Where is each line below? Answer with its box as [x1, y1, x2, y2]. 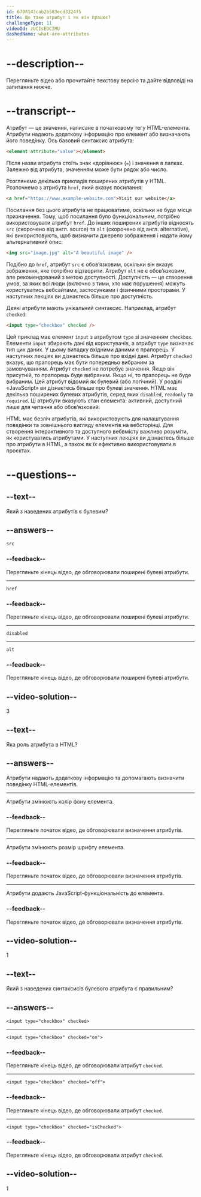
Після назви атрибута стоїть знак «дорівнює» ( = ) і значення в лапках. [6, 159, 184, 166]
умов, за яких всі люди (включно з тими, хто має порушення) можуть [6, 280, 185, 287]
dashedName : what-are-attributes [6, 31, 90, 37]
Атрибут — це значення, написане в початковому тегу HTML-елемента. [6, 124, 190, 131]
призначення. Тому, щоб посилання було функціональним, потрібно [6, 213, 181, 220]
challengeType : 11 [6, 20, 52, 26]
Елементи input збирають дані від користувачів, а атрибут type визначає [6, 339, 194, 347]
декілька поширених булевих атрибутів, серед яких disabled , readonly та [6, 390, 193, 398]
